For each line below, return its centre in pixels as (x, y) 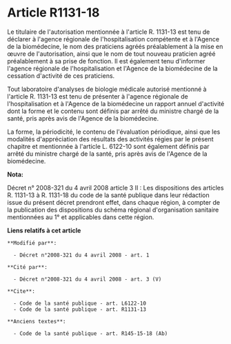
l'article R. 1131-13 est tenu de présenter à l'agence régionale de (98, 96)
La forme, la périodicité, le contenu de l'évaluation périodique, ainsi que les (114, 132)
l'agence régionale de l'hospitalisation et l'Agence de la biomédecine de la (113, 68)
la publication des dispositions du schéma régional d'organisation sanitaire (113, 210)
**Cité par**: (28, 267)
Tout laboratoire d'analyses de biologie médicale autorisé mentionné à (107, 89)
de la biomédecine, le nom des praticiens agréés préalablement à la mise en (115, 46)
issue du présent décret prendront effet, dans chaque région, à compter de (114, 202)
